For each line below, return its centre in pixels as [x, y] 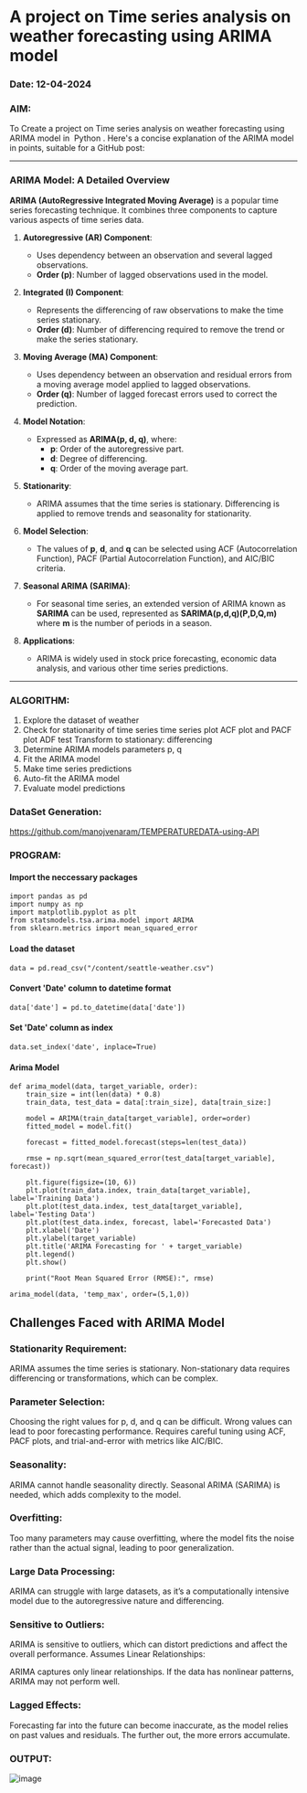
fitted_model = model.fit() [79, 1127]
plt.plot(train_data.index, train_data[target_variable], [138, 1191]
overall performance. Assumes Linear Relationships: [107, 1654]
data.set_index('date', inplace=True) [83, 1047]
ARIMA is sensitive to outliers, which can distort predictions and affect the [148, 1644]
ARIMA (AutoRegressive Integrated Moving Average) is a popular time [144, 200]
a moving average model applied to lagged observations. [143, 384]
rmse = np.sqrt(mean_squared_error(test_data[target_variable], [151, 1159]
